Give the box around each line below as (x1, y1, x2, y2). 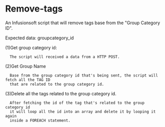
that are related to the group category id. (10, 82, 104, 87)
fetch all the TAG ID (5, 77, 51, 82)
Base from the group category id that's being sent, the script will (10, 73, 158, 78)
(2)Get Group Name (5, 63, 46, 69)
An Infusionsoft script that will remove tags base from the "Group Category (5, 20, 160, 26)
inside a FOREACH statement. (10, 118, 71, 123)
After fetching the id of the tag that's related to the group (10, 100, 144, 105)
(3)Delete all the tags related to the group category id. (5, 90, 117, 96)
